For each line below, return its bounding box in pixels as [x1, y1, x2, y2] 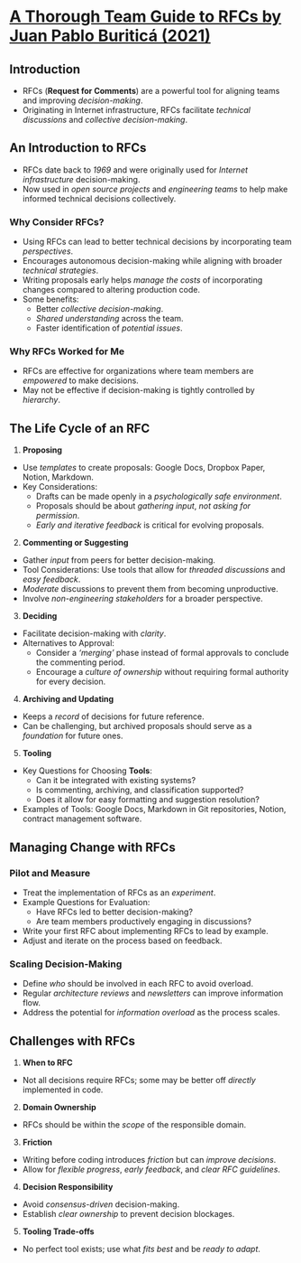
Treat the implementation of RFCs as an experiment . [22, 887, 216, 898]
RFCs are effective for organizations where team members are [22, 366, 254, 377]
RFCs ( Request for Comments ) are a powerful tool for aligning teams [22, 86, 280, 96]
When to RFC [22, 1057, 74, 1068]
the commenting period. [35, 657, 126, 668]
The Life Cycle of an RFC [9, 420, 150, 435]
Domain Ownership [22, 1102, 96, 1113]
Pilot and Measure [9, 866, 91, 879]
